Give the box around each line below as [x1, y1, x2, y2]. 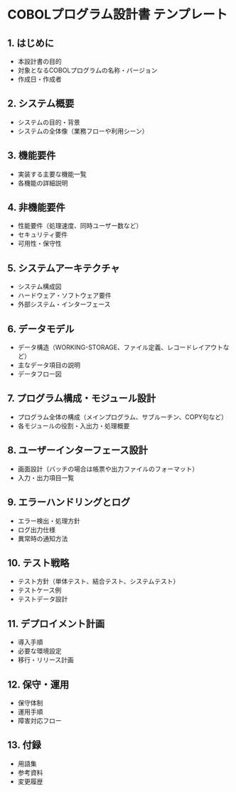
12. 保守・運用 [7, 678, 70, 690]
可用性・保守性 [17, 239, 62, 248]
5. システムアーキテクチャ [7, 262, 120, 274]
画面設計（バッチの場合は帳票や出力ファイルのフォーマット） [17, 465, 199, 473]
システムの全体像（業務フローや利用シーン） [17, 126, 149, 135]
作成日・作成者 [17, 75, 62, 83]
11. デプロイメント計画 [7, 617, 105, 629]
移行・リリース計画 [17, 656, 75, 664]
